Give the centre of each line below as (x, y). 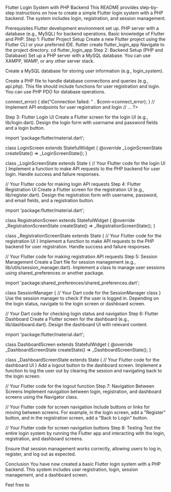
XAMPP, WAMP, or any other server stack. (50, 61)
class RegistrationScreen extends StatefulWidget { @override (70, 220)
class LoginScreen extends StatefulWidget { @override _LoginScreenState (84, 148)
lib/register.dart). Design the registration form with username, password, (82, 195)
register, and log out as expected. (41, 454)
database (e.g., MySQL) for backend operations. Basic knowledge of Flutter (85, 34)
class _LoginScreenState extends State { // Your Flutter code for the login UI (85, 163)
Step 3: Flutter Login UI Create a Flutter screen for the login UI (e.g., (77, 117)
